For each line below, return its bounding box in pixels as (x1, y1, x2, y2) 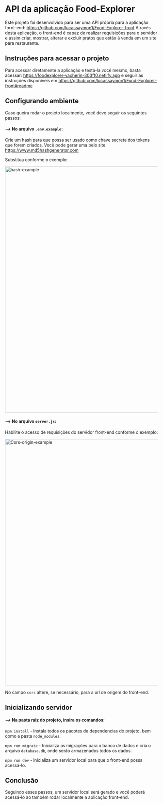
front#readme (5, 83, 33, 89)
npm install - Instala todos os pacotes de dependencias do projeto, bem (5, 728, 151, 733)
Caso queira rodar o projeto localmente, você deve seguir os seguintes (5, 110, 147, 115)
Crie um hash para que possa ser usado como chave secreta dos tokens (5, 137, 150, 143)
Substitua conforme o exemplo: (5, 157, 68, 163)
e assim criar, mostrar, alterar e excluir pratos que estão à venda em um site (5, 35, 157, 41)
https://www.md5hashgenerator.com (5, 147, 79, 153)
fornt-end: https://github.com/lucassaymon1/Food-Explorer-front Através (5, 24, 151, 30)
